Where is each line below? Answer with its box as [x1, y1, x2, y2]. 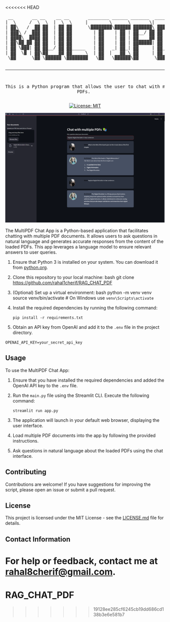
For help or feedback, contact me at [5, 555, 158, 567]
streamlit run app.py [12, 408, 58, 413]
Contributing [5, 468, 47, 477]
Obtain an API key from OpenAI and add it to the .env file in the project [12, 324, 160, 330]
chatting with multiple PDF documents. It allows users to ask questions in [5, 233, 158, 239]
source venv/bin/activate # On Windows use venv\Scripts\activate [12, 295, 154, 301]
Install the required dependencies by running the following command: [12, 305, 158, 311]
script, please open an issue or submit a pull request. [5, 486, 116, 492]
